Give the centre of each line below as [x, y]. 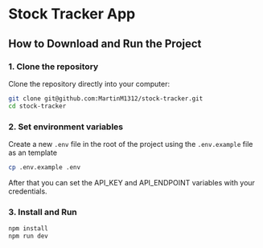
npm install [28, 229]
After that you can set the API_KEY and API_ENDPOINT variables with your [132, 182]
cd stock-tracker [37, 106]
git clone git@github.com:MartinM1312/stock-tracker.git [106, 98]
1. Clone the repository [53, 67]
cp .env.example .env [45, 167]
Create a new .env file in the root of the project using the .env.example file [131, 144]
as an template [33, 152]
